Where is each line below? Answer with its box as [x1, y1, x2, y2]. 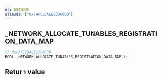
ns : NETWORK [5, 7, 29, 12]
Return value [5, 68, 45, 76]
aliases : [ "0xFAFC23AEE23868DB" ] [5, 12, 73, 16]
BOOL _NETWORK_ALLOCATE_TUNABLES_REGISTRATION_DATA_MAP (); [5, 54, 128, 60]
